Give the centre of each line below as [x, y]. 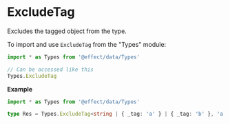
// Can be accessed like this [51, 70]
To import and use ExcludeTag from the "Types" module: [87, 44]
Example [20, 89]
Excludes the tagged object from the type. [67, 31]
